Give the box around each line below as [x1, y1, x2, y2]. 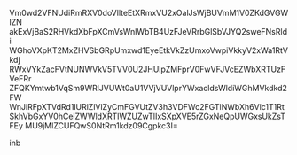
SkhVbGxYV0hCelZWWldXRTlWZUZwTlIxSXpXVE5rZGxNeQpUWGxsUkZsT [9, 111, 286, 121]
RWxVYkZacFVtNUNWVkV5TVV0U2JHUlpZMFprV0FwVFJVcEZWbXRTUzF [9, 64, 286, 74]
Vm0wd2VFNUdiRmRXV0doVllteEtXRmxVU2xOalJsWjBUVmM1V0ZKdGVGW [9, 8, 289, 18]
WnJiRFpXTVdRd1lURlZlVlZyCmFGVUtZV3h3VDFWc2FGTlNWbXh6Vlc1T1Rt [9, 102, 285, 112]
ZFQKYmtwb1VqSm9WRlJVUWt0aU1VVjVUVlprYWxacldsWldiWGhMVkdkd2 [9, 83, 288, 93]
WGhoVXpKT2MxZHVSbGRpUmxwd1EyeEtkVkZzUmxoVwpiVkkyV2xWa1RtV [9, 45, 288, 56]
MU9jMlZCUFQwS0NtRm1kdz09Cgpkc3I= [25, 120, 179, 131]
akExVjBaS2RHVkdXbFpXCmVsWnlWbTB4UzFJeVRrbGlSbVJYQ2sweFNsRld [9, 27, 288, 36]
